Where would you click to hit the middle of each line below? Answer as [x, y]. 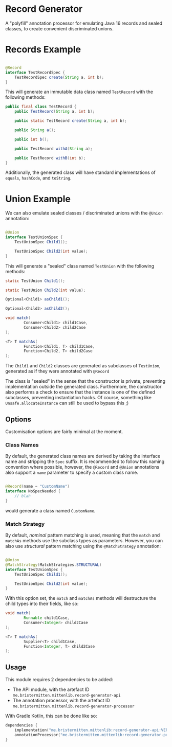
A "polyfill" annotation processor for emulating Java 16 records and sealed [84, 23]
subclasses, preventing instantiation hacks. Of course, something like [79, 398]
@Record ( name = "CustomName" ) [38, 487]
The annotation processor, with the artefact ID [61, 701]
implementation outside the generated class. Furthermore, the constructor [83, 387]
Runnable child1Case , [47, 618]
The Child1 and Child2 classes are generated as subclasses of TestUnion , [83, 366]
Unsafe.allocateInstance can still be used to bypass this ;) [67, 403]
